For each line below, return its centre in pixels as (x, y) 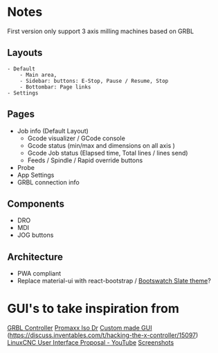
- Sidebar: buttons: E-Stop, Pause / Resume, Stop (94, 81)
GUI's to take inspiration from (93, 309)
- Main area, (38, 75)
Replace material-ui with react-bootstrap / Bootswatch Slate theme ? (114, 281)
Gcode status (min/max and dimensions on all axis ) (101, 145)
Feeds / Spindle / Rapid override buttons (85, 160)
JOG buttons (35, 235)
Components (36, 203)
